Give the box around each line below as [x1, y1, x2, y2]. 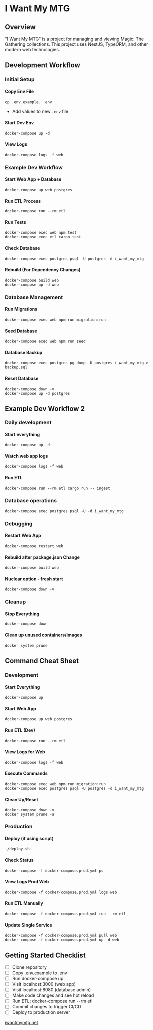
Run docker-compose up [12, 976, 64, 982]
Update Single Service [5, 922, 52, 928]
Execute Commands [5, 770, 48, 776]
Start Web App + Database [5, 176, 62, 182]
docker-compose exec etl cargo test [5, 235, 81, 240]
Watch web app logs [5, 453, 48, 459]
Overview [5, 23, 36, 31]
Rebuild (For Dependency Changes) [5, 267, 81, 273]
